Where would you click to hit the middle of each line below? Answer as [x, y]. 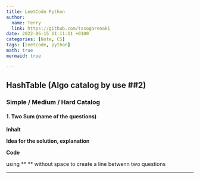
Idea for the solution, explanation [48, 141]
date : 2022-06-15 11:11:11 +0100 [48, 34]
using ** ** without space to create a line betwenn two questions [86, 164]
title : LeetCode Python [36, 12]
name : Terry [26, 23]
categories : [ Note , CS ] [36, 39]
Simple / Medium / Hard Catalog [53, 102]
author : [16, 17]
